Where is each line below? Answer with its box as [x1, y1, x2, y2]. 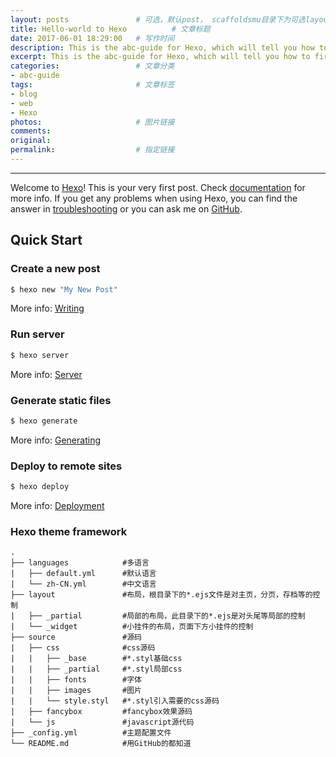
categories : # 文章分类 [10, 61, 175, 71]
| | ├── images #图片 [10, 686, 142, 696]
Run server [10, 327, 65, 341]
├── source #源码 [10, 632, 142, 643]
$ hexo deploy [10, 482, 70, 492]
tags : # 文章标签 [10, 80, 175, 90]
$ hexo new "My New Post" [10, 284, 118, 295]
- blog [10, 89, 38, 99]
